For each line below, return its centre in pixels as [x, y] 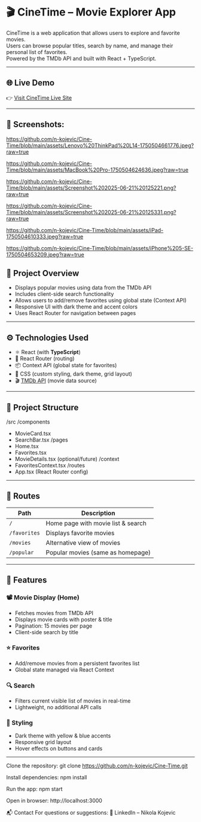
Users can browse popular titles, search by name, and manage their [90, 46]
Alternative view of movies [83, 542]
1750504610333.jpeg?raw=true [45, 236]
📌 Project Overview [43, 273]
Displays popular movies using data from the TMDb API [83, 288]
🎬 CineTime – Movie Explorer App [91, 12]
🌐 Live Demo [31, 83]
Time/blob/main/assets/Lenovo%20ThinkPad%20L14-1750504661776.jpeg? [100, 145]
